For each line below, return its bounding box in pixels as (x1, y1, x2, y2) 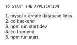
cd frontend (10, 29, 35, 34)
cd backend (10, 18, 35, 24)
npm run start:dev (10, 23, 47, 29)
